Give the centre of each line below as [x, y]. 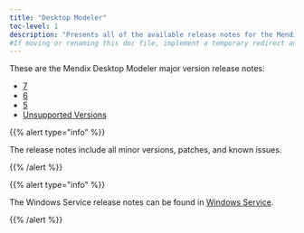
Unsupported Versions [64, 115]
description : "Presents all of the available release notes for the [141, 34]
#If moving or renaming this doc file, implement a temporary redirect [147, 43]
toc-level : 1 [34, 26]
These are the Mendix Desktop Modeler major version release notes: [137, 69]
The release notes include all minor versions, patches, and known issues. [146, 150]
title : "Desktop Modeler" [58, 18]
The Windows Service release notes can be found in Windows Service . [142, 202]
